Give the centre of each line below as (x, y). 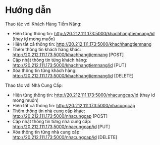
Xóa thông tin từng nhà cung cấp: (46, 132)
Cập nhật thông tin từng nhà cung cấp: (52, 121)
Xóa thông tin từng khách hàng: (44, 70)
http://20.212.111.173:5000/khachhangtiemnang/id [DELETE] (73, 75)
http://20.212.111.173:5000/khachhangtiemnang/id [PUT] (69, 65)
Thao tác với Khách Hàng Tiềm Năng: (43, 24)
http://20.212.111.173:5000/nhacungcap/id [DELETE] (65, 137)
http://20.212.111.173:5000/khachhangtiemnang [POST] (68, 55)
